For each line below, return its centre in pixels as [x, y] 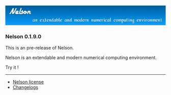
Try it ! [12, 67]
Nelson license [28, 82]
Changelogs [25, 87]
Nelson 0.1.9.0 [23, 37]
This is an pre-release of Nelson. [39, 47]
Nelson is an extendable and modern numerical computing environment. [81, 57]
